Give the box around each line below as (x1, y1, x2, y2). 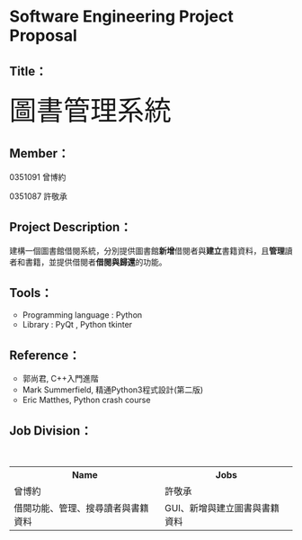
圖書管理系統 (9, 93, 173, 127)
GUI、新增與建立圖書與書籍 (164, 502, 280, 515)
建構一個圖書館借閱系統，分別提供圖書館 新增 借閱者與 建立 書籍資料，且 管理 (9, 245, 285, 256)
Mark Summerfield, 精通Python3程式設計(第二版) (22, 384, 204, 395)
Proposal (9, 25, 78, 46)
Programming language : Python (22, 310, 143, 320)
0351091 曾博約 (9, 171, 67, 182)
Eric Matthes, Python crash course (22, 394, 151, 406)
